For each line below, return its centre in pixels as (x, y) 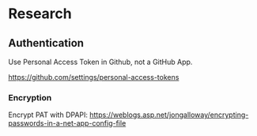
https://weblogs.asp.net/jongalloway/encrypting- (169, 115)
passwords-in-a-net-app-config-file (67, 123)
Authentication (46, 43)
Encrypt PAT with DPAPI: (48, 115)
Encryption (30, 97)
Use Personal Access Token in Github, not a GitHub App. (100, 62)
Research (40, 14)
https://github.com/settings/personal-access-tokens (94, 77)
